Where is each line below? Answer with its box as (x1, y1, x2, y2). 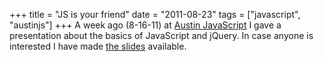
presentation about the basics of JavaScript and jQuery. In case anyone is (9, 30, 314, 41)
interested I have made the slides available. (9, 40, 187, 52)
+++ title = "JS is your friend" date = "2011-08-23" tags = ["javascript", (9, 9, 301, 20)
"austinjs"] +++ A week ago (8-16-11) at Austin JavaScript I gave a (9, 19, 282, 31)
